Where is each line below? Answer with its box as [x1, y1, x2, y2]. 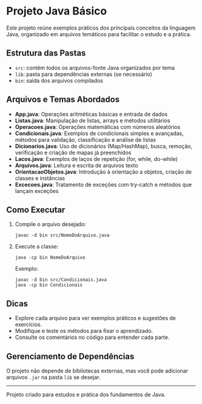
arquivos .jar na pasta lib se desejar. [6, 374, 101, 380]
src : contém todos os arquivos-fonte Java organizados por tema [14, 64, 176, 71]
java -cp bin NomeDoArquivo [14, 254, 85, 260]
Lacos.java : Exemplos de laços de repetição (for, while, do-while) [14, 155, 178, 162]
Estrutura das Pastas [6, 48, 86, 58]
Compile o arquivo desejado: [14, 221, 87, 228]
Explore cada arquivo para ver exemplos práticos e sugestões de [14, 315, 176, 322]
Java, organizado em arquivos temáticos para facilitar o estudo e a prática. [6, 30, 192, 37]
